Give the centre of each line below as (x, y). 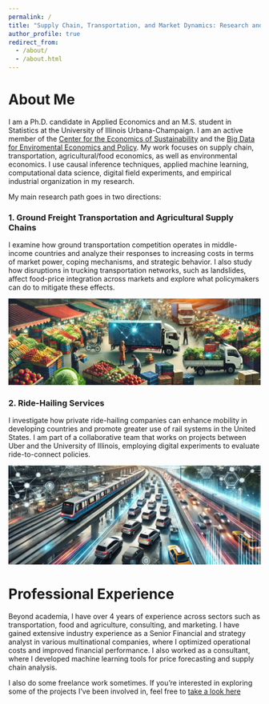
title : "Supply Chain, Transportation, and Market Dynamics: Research (128, 25)
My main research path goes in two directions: (85, 197)
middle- (225, 245)
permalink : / (30, 17)
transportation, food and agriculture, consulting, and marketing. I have (124, 625)
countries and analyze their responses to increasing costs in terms (145, 254)
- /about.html (39, 59)
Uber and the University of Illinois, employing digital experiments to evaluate (134, 446)
